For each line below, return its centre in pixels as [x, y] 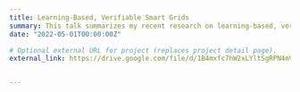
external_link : [37, 59]
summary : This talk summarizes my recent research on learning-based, [143, 26]
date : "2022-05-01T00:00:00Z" [66, 34]
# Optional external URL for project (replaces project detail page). [143, 50]
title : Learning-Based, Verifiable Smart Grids [100, 17]
